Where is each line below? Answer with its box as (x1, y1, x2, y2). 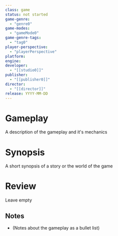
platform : (5, 53, 26, 59)
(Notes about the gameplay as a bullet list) (12, 225, 100, 230)
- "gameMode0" (9, 30, 39, 35)
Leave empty (5, 197, 32, 203)
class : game (5, 7, 30, 12)
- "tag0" (9, 40, 28, 45)
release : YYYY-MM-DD (5, 91, 48, 96)
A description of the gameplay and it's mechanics (5, 129, 107, 135)
